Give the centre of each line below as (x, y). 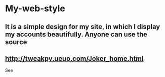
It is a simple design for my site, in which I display (83, 27)
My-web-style (35, 9)
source (16, 42)
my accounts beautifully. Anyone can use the (76, 34)
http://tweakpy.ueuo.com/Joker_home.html (74, 59)
